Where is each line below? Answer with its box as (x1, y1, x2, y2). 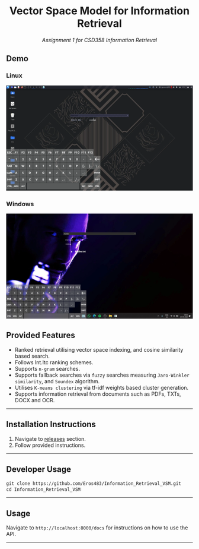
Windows (6, 200, 34, 208)
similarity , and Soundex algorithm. (14, 377, 100, 384)
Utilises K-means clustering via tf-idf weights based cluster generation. (14, 384, 189, 391)
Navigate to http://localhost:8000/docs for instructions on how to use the (6, 524, 188, 531)
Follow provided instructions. (14, 441, 86, 449)
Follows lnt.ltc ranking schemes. (14, 358, 94, 366)
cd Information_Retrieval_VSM (6, 487, 81, 493)
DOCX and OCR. (14, 396, 55, 403)
